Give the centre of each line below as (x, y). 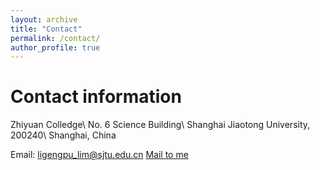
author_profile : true (55, 47)
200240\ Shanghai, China (63, 135)
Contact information (96, 97)
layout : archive (44, 19)
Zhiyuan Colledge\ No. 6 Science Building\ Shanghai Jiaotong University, (160, 125)
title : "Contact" (46, 29)
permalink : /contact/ (55, 38)
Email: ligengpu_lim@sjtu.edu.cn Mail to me (99, 155)
